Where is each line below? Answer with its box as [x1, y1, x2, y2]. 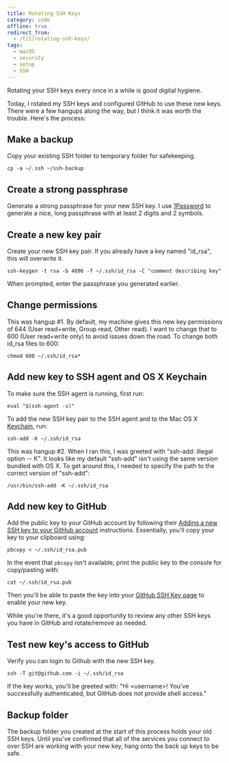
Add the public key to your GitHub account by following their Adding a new [7, 519, 217, 527]
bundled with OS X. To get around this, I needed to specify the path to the [7, 461, 215, 469]
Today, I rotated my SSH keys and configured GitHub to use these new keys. [7, 99, 222, 107]
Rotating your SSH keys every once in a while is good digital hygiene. [7, 86, 202, 94]
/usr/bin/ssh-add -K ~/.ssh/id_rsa [7, 482, 109, 489]
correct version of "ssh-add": [7, 469, 90, 477]
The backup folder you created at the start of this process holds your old [7, 727, 212, 736]
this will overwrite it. [7, 254, 64, 262]
